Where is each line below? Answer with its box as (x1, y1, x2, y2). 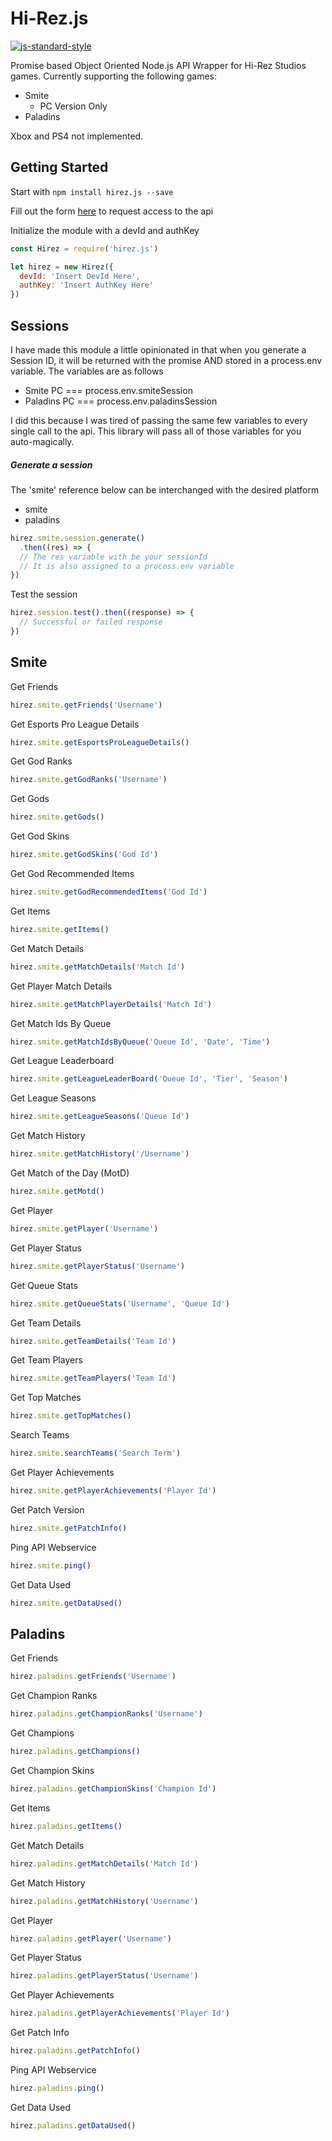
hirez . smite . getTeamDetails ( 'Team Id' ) (10, 1336, 177, 1346)
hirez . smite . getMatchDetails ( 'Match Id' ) (10, 962, 186, 972)
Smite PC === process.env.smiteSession (24, 384, 193, 396)
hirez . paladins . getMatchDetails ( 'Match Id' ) (10, 1858, 199, 1869)
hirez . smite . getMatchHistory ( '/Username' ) (10, 1149, 190, 1159)
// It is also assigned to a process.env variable (19, 561, 235, 571)
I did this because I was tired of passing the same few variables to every (10, 414, 308, 426)
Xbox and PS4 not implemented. (10, 130, 144, 142)
